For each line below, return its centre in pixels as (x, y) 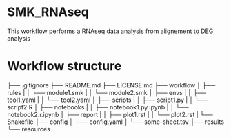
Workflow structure (64, 66)
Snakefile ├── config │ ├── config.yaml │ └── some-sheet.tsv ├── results (115, 122)
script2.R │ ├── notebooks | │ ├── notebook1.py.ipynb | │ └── (98, 107)
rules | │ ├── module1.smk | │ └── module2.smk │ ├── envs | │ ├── (107, 92)
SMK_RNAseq (48, 12)
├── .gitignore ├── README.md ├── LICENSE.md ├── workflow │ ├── (111, 85)
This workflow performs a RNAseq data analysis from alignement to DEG (110, 31)
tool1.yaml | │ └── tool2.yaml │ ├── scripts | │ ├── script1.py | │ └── (108, 100)
